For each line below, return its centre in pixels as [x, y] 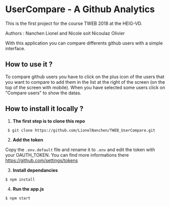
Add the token [28, 140]
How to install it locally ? [44, 109]
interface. [15, 48]
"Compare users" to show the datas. [43, 93]
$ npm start [18, 198]
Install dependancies [35, 170]
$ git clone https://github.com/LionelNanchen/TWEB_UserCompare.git [81, 130]
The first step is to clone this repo [49, 121]
